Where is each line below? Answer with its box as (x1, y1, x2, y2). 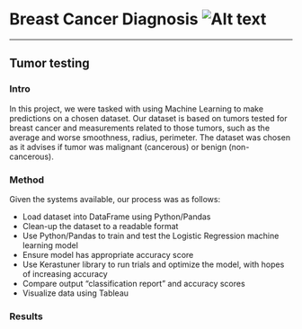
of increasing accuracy (22, 268, 108, 279)
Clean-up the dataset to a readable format (22, 220, 179, 231)
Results (9, 310, 43, 323)
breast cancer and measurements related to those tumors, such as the (9, 122, 271, 133)
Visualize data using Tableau (22, 288, 129, 298)
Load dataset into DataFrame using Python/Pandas (22, 211, 211, 222)
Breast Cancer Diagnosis (9, 9, 199, 30)
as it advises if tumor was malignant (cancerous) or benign (9, 141, 227, 152)
